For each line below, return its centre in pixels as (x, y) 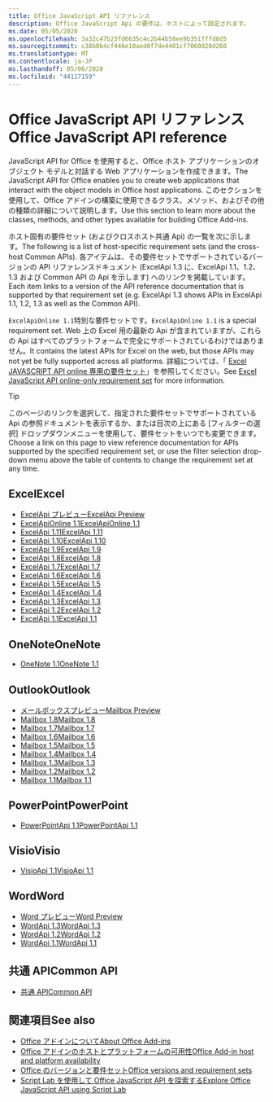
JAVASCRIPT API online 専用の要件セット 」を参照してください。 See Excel (133, 371)
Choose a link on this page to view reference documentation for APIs (123, 442)
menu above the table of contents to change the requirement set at (141, 459)
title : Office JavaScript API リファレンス (79, 16)
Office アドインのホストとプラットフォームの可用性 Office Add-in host (137, 1052)
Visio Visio (35, 851)
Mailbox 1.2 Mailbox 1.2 (58, 771)
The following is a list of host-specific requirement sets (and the (129, 246)
